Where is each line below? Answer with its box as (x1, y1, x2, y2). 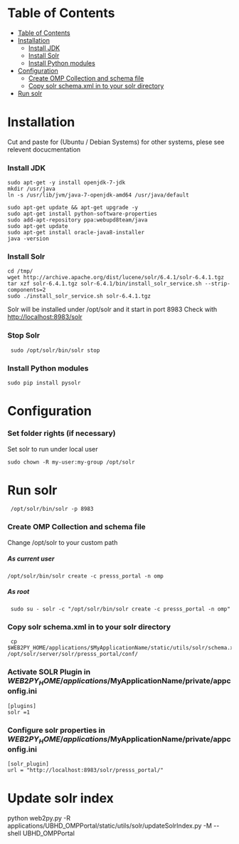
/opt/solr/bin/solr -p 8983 (10, 506, 94, 513)
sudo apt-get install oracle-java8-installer (7, 229, 144, 236)
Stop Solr (7, 330, 41, 340)
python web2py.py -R (7, 814, 71, 823)
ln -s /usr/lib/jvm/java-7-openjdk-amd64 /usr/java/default (7, 192, 190, 199)
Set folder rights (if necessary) (7, 429, 116, 439)
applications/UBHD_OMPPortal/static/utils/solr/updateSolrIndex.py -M (7, 821, 212, 830)
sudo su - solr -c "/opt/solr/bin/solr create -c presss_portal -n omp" (10, 605, 231, 613)
